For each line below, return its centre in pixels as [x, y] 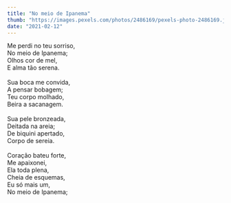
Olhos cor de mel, [32, 61]
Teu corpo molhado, [36, 97]
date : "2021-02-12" [35, 26]
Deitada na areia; [31, 126]
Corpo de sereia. [31, 141]
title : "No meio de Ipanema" [49, 13]
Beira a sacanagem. [35, 105]
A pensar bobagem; [35, 89]
